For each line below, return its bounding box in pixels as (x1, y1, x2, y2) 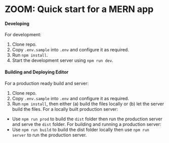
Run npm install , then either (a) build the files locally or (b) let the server (12, 101, 164, 107)
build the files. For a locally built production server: (12, 106, 118, 112)
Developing (5, 20, 30, 26)
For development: (5, 32, 41, 38)
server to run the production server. (12, 132, 87, 138)
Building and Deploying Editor (5, 69, 69, 75)
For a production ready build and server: (5, 80, 89, 86)
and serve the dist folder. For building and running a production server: (12, 121, 161, 127)
